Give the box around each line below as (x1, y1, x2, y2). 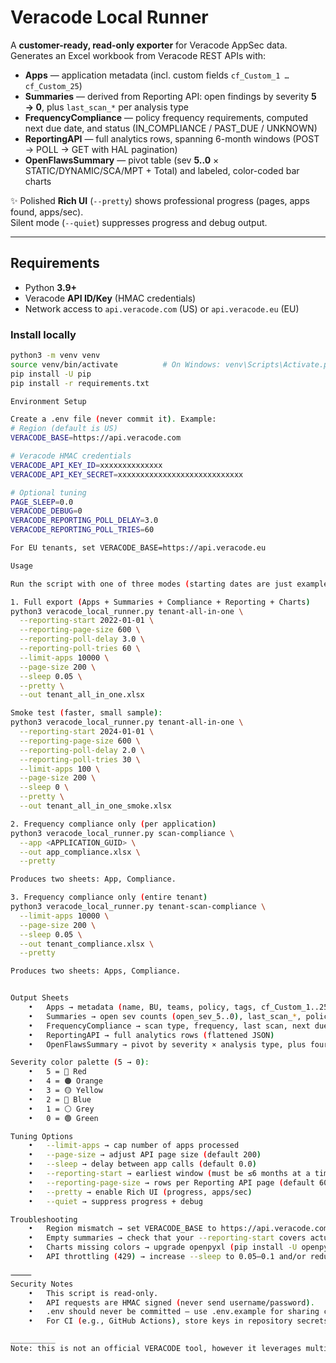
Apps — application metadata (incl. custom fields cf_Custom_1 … (24, 69, 290, 81)
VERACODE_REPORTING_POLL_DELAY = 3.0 (10, 516, 159, 526)
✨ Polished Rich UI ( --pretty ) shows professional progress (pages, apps (10, 194, 310, 206)
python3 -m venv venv (10, 351, 101, 361)
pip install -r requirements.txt (10, 378, 150, 388)
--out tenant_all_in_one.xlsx (19, 690, 145, 700)
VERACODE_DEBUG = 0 (10, 506, 83, 516)
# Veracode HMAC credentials (10, 451, 132, 461)
